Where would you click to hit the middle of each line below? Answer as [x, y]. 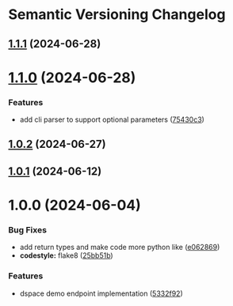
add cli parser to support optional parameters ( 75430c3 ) [112, 119]
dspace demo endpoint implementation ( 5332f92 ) [101, 293]
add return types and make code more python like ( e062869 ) [120, 247]
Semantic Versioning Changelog [117, 15]
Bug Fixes [28, 229]
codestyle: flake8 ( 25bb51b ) [66, 255]
